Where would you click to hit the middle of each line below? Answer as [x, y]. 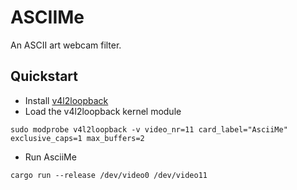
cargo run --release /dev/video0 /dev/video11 [109, 175]
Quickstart [44, 76]
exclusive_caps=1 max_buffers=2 [77, 138]
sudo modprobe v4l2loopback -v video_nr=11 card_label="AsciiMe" [149, 129]
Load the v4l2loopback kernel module [103, 111]
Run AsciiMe [50, 157]
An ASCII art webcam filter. [66, 45]
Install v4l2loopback [66, 100]
